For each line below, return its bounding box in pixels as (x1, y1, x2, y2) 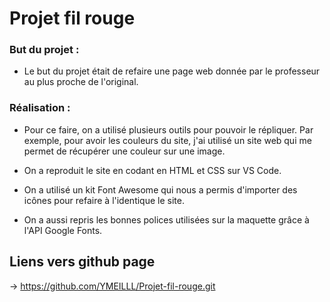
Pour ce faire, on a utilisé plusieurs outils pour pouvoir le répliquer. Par (23, 123, 314, 136)
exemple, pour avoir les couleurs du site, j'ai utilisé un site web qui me (23, 134, 312, 146)
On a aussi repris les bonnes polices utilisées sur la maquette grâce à (23, 213, 310, 226)
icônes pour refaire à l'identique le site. (23, 194, 185, 206)
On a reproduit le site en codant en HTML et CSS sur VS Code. (23, 164, 282, 176)
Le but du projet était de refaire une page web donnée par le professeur (23, 65, 321, 77)
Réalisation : (9, 101, 71, 115)
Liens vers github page (9, 253, 156, 271)
